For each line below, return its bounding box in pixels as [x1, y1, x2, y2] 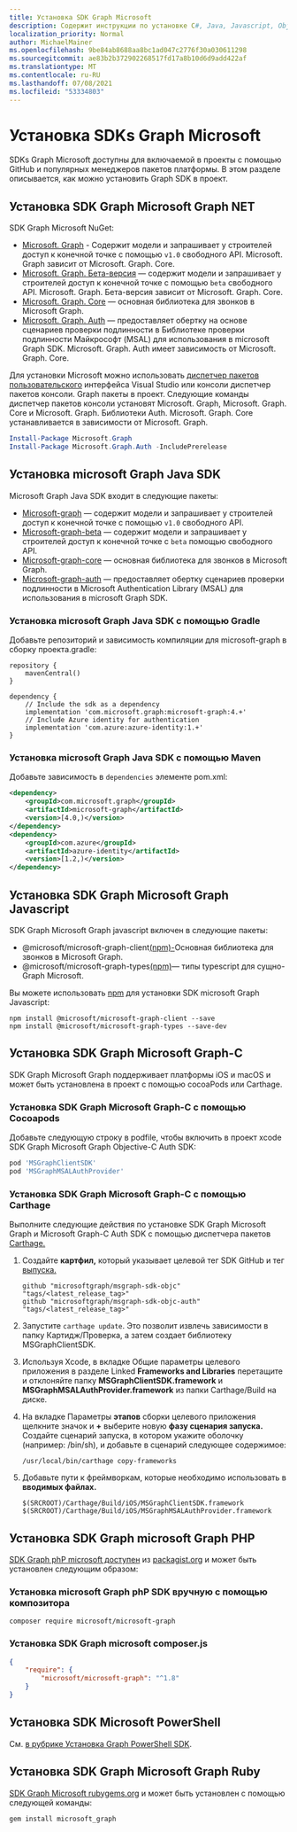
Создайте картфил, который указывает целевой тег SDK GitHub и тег [21, 1255, 285, 1266]
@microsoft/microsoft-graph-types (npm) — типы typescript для [21, 961, 255, 971]
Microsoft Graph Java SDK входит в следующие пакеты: [9, 490, 219, 501]
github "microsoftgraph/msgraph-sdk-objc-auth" [21, 1298, 201, 1306]
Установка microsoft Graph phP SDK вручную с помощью [9, 1586, 268, 1598]
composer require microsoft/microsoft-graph [9, 1617, 176, 1626]
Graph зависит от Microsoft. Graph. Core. [21, 259, 175, 269]
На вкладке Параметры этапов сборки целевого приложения [21, 1411, 256, 1423]
